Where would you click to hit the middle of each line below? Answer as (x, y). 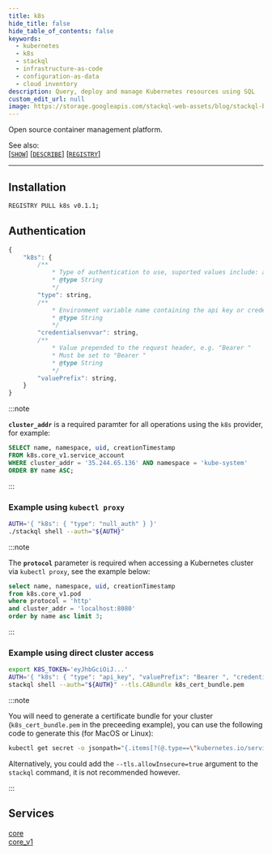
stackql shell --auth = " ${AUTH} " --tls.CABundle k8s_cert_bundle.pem (126, 685)
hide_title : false (39, 24)
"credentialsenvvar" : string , (88, 333)
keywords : (25, 39)
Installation (37, 187)
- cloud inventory (47, 84)
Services (32, 814)
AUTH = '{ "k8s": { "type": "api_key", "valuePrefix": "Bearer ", (119, 677)
